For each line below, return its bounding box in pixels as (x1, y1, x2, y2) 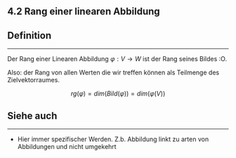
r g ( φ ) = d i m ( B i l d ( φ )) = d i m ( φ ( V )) (70, 89, 166, 98)
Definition (7, 29, 51, 41)
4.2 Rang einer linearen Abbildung (7, 6, 160, 18)
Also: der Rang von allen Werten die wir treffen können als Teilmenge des (7, 68, 220, 77)
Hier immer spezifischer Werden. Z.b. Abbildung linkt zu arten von (17, 135, 209, 143)
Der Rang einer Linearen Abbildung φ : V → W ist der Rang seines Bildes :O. (7, 55, 227, 63)
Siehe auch (7, 110, 58, 121)
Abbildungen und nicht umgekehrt (17, 143, 117, 151)
